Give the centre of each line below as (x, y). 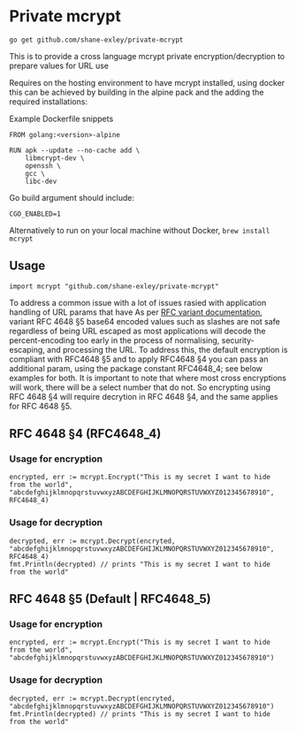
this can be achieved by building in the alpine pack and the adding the (137, 92)
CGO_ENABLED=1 (35, 214)
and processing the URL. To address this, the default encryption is (168, 349)
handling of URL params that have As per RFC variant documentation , (136, 312)
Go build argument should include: (72, 197)
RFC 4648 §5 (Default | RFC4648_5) (110, 599)
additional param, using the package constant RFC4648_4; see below (136, 368)
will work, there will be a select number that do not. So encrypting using (140, 387)
